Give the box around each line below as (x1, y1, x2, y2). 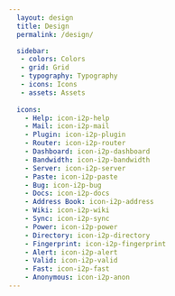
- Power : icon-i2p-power (24, 222, 118, 231)
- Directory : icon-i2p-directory (24, 231, 151, 240)
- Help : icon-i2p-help (24, 114, 110, 123)
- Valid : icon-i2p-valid (24, 256, 118, 265)
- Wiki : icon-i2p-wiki (24, 206, 110, 215)
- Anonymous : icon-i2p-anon (24, 273, 130, 282)
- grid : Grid (20, 63, 69, 72)
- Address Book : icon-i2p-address (24, 198, 154, 207)
